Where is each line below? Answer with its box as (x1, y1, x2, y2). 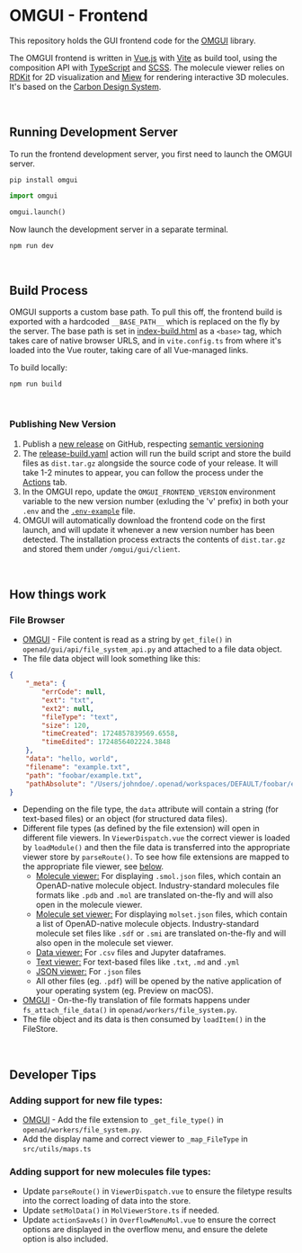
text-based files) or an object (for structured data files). (22, 813, 227, 824)
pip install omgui (9, 175, 78, 184)
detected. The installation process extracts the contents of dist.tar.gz (22, 534, 286, 545)
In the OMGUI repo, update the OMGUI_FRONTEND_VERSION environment (22, 486, 276, 497)
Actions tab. (22, 476, 67, 487)
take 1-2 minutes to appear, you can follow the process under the (22, 467, 263, 477)
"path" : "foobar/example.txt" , (25, 770, 143, 780)
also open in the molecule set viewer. (35, 938, 173, 948)
